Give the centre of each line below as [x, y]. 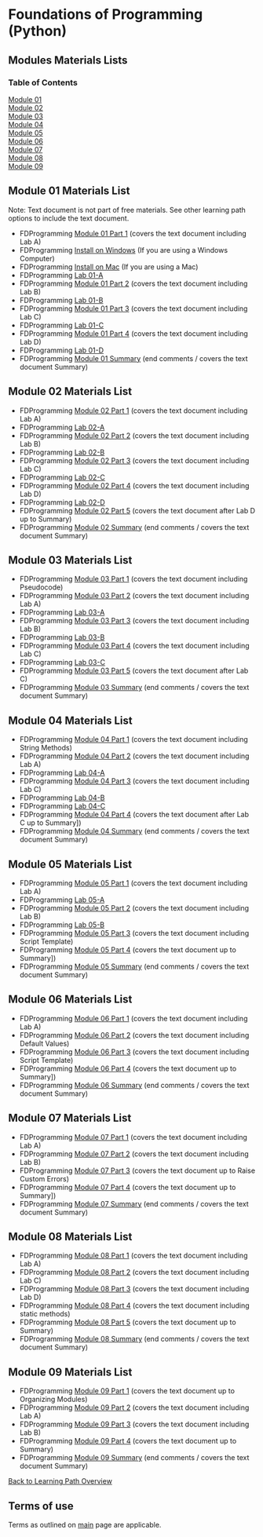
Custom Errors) [44, 1178]
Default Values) [44, 1043]
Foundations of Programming [106, 15]
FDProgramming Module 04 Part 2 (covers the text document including [134, 756]
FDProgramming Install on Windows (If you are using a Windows [124, 250]
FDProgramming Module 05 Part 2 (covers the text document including [134, 907]
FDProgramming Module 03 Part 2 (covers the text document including [134, 596]
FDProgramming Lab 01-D [62, 350]
